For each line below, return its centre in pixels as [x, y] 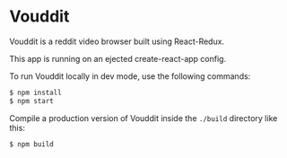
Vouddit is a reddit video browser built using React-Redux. [117, 41]
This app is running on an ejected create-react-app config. [118, 58]
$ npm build [31, 144]
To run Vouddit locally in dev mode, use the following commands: [130, 76]
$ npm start [31, 101]
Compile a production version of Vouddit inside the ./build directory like [143, 118]
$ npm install [36, 92]
